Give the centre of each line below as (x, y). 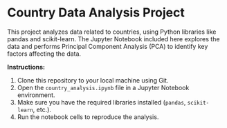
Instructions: (26, 67)
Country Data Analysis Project (96, 13)
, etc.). (42, 109)
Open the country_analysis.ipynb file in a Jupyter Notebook (103, 87)
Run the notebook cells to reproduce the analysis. (88, 117)
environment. (36, 95)
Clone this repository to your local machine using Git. (93, 80)
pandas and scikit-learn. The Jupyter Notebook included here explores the (113, 39)
